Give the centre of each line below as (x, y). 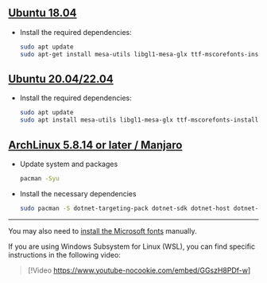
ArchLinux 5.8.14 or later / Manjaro (95, 145)
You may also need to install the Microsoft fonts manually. (103, 231)
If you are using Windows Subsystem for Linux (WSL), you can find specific (132, 246)
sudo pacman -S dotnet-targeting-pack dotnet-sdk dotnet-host (125, 208)
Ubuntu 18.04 (43, 13)
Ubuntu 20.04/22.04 (61, 79)
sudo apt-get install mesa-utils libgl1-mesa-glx (104, 54)
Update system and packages (69, 164)
